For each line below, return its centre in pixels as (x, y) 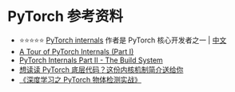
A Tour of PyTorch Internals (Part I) (76, 51)
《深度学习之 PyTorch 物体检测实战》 (80, 79)
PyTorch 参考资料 (65, 16)
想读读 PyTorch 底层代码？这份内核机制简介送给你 (101, 70)
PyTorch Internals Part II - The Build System (91, 60)
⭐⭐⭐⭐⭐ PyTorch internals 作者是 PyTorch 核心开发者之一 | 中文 (123, 40)
